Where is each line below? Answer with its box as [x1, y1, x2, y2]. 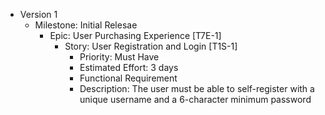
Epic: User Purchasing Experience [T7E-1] [49, 30, 222, 41]
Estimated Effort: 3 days [79, 62, 179, 73]
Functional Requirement [79, 72, 178, 84]
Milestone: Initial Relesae [34, 19, 138, 31]
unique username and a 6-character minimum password [79, 94, 312, 105]
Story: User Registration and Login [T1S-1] [64, 40, 238, 52]
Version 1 [19, 9, 58, 20]
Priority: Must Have [79, 51, 160, 63]
